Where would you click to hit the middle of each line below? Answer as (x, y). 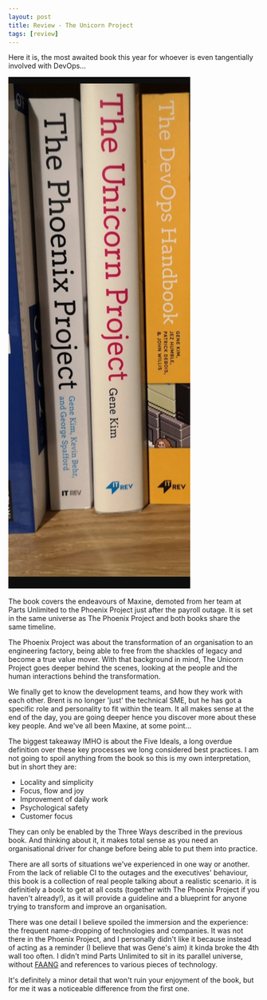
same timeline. (32, 627)
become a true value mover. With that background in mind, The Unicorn (126, 659)
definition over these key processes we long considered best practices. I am (133, 750)
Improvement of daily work (64, 799)
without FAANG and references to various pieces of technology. (113, 965)
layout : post (30, 17)
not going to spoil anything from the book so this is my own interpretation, (130, 759)
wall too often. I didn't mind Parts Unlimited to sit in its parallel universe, (126, 956)
